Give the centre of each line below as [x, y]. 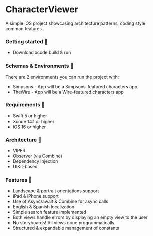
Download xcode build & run [42, 53]
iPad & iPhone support [36, 196]
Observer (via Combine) [37, 156]
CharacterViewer [42, 9]
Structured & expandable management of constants [66, 228]
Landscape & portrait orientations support [56, 191]
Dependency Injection [35, 161]
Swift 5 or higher [30, 116]
